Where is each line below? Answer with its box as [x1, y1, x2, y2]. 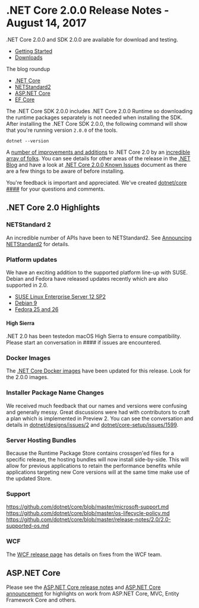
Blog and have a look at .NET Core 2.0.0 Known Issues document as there [6, 161, 187, 168]
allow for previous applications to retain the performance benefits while [6, 463, 181, 470]
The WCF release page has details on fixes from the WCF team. [6, 551, 162, 558]
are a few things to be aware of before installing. [6, 167, 125, 175]
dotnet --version [6, 138, 49, 144]
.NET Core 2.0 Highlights [6, 203, 100, 213]
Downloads [14, 54, 43, 61]
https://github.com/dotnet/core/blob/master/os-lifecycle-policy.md [6, 510, 170, 517]
